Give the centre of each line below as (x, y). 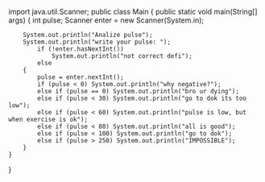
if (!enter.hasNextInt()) (81, 49)
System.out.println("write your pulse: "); (97, 42)
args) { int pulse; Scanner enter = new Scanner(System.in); (106, 20)
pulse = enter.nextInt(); (81, 77)
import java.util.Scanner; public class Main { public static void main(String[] (133, 12)
